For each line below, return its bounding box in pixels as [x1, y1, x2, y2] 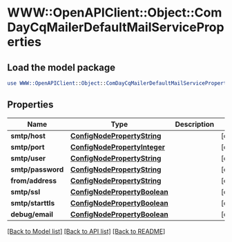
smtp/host [10, 131, 46, 141]
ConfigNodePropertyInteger [70, 142, 166, 152]
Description [175, 119, 215, 129]
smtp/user [10, 153, 46, 163]
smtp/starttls [10, 198, 55, 208]
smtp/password [10, 164, 64, 174]
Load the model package [7, 61, 116, 73]
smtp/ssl [10, 187, 40, 196]
